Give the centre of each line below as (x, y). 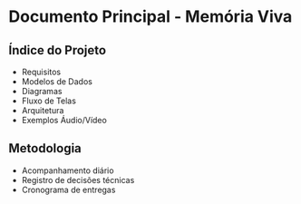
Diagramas (42, 91)
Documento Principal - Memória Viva (150, 17)
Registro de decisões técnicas (78, 180)
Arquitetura (43, 110)
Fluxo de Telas (49, 101)
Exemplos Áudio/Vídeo (64, 120)
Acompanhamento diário (68, 170)
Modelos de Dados (57, 82)
